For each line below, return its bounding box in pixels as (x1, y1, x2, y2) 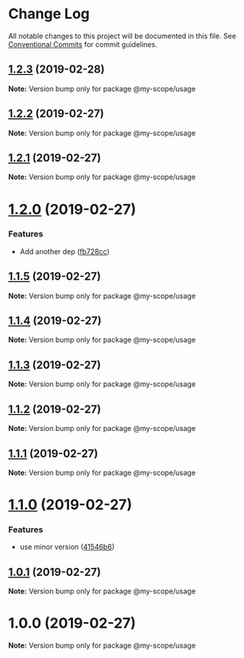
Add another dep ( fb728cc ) (19, 246, 110, 256)
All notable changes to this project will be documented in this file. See (8, 31, 237, 41)
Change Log (8, 5, 90, 23)
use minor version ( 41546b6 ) (19, 542, 115, 552)
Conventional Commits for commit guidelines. (8, 39, 157, 49)
